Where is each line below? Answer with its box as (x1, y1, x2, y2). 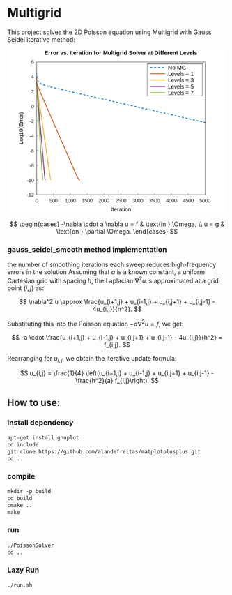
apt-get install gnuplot (7, 435, 79, 442)
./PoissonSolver (7, 542, 54, 549)
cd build (7, 495, 33, 502)
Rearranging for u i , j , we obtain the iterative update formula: (7, 354, 177, 364)
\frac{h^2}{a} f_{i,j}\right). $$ (75, 377, 159, 385)
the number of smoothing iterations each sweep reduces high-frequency (7, 260, 217, 269)
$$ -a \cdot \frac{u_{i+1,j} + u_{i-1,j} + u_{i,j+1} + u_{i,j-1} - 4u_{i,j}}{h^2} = (11, 333, 223, 341)
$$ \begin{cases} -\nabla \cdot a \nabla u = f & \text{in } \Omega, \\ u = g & (9, 220, 225, 228)
